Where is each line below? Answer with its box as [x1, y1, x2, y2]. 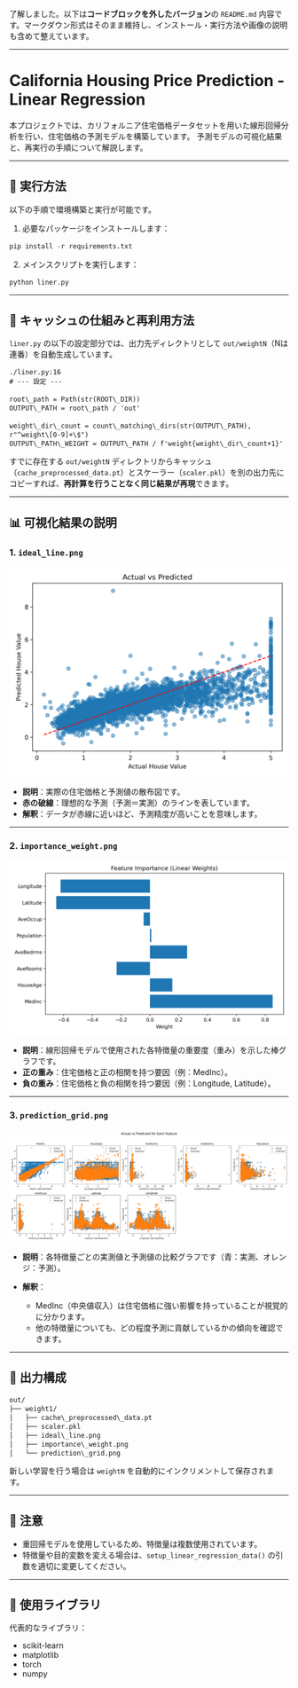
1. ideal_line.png [9, 546, 84, 558]
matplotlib [21, 1650, 59, 1661]
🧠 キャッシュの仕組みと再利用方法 [9, 312, 195, 327]
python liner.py [9, 278, 69, 287]
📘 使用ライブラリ [9, 1597, 102, 1613]
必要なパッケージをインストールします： [21, 223, 170, 233]
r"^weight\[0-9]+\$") [9, 430, 90, 440]
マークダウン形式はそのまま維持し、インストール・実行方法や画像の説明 [23, 20, 288, 30]
